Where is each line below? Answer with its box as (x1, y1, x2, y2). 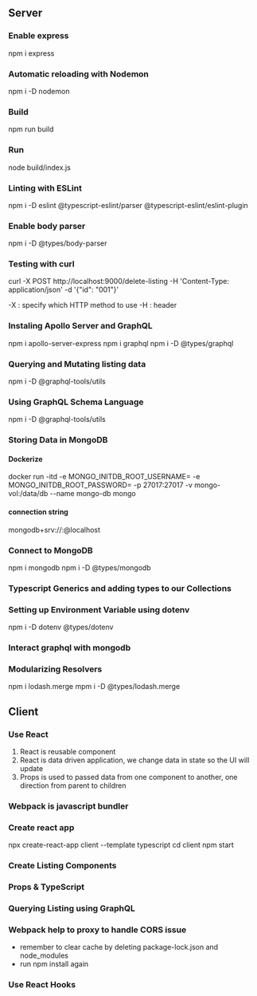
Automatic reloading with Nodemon (8, 68, 150, 79)
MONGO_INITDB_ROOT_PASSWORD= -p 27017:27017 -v (8, 480, 193, 490)
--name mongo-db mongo (49, 489, 137, 498)
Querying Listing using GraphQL (8, 903, 135, 914)
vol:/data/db (8, 489, 49, 498)
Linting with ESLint (8, 183, 82, 194)
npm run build (8, 124, 54, 134)
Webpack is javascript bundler (8, 801, 129, 812)
